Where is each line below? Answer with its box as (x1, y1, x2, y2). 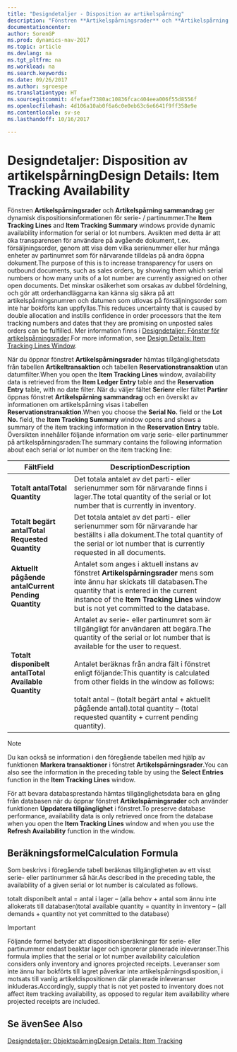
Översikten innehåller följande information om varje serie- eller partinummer (7, 430, 229, 439)
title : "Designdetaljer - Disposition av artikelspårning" (7, 10, 185, 18)
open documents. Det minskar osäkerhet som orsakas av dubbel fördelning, (7, 281, 228, 290)
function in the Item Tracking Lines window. (7, 775, 136, 784)
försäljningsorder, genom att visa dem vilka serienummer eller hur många (7, 244, 220, 252)
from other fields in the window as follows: (73, 677, 214, 687)
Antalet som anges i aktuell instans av (73, 559, 199, 568)
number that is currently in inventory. (73, 501, 196, 510)
